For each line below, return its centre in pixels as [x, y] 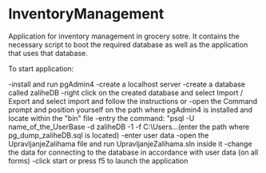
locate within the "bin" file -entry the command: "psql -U [101, 118]
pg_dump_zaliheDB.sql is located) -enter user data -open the [109, 135]
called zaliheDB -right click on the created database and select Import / [126, 92]
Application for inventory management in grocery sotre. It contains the [124, 36]
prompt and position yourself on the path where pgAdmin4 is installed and [131, 110]
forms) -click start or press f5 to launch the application [98, 160]
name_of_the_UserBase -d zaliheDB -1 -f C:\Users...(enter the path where [129, 127]
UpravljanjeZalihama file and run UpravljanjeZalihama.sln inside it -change [131, 143]
